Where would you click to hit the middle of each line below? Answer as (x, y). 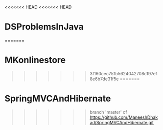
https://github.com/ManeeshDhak (124, 117)
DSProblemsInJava (44, 27)
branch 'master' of (109, 112)
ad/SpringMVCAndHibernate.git (122, 122)
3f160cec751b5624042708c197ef (124, 73)
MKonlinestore (35, 60)
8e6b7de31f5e (104, 79)
